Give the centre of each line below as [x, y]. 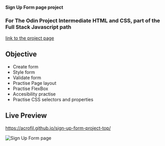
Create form [25, 66]
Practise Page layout [34, 83]
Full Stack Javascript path [38, 27]
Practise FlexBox [30, 88]
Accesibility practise [34, 94]
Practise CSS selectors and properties [53, 99]
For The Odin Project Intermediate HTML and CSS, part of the [83, 21]
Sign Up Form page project [34, 7]
